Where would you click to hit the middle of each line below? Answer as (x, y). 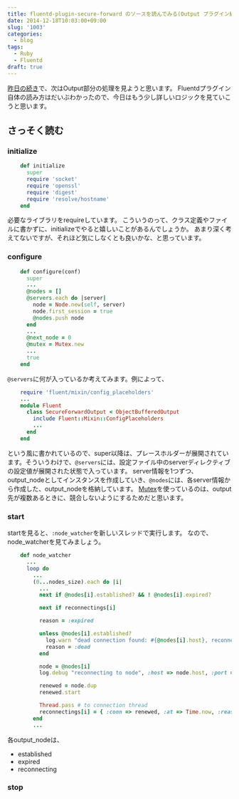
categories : (25, 34)
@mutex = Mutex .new (55, 345)
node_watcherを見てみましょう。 (56, 542)
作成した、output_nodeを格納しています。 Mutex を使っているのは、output (122, 489)
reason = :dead (68, 647)
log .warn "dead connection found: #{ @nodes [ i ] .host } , (127, 640)
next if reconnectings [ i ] (77, 608)
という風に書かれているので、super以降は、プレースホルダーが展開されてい (118, 453)
